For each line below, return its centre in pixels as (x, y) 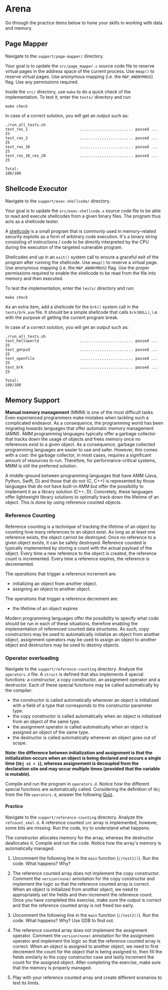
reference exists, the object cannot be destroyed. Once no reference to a (81, 537)
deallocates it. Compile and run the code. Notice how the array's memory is (83, 843)
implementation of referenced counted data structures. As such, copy (77, 629)
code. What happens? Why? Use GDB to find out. (63, 920)
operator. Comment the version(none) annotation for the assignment (83, 936)
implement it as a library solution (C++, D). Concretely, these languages (79, 492)
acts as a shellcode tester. (32, 221)
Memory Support (33, 400)
